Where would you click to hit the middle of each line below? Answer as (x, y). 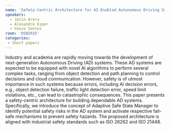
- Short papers (23, 43)
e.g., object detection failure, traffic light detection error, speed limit (76, 90)
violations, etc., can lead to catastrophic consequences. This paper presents (85, 95)
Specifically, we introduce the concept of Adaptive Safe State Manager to (82, 105)
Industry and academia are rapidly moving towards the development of (79, 57)
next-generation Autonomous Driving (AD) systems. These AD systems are (83, 62)
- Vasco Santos (26, 29)
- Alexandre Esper (29, 24)
